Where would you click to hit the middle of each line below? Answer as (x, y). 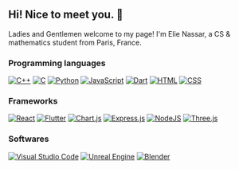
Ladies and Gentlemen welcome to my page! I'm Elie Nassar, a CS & (119, 33)
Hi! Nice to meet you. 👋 (66, 15)
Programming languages (57, 63)
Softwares (29, 139)
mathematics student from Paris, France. (75, 42)
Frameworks (33, 101)
